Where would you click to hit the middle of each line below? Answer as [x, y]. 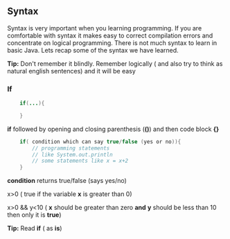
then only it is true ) [34, 215]
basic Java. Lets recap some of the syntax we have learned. [93, 50]
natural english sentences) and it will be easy [72, 71]
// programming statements [71, 148]
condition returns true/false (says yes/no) [67, 181]
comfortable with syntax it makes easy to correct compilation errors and [110, 35]
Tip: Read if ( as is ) [35, 229]
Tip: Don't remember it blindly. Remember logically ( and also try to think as [115, 63]
